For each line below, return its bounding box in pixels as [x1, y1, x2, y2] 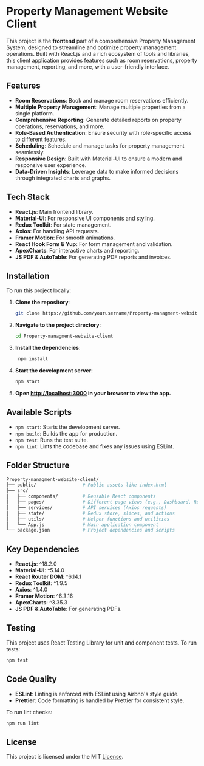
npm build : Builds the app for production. [15, 429, 118, 437]
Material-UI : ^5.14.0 [15, 567, 65, 574]
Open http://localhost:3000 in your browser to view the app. [15, 389, 171, 397]
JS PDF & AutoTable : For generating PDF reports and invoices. [15, 253, 172, 261]
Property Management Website [6, 4, 168, 18]
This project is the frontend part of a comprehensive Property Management [6, 37, 196, 44]
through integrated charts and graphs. [15, 174, 111, 182]
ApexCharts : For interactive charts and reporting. [15, 247, 140, 254]
